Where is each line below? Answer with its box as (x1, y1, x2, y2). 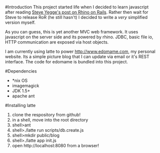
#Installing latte (5, 103, 36, 108)
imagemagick (12, 83, 39, 89)
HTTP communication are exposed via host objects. (5, 39, 109, 45)
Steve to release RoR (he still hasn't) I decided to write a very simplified (5, 15, 148, 20)
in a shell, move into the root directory (12, 117, 89, 122)
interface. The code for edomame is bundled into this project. (5, 59, 128, 64)
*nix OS (12, 77, 28, 83)
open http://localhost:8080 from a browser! (12, 143, 99, 148)
